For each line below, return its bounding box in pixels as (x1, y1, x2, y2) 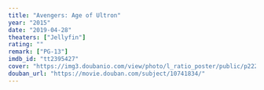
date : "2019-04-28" (8, 26, 72, 34)
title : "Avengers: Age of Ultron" (8, 11, 122, 20)
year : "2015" (8, 19, 51, 27)
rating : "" (8, 41, 44, 49)
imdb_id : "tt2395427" (8, 56, 79, 63)
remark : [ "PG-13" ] (8, 48, 68, 56)
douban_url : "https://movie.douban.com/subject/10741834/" (8, 70, 206, 77)
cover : (8, 63, 30, 70)
